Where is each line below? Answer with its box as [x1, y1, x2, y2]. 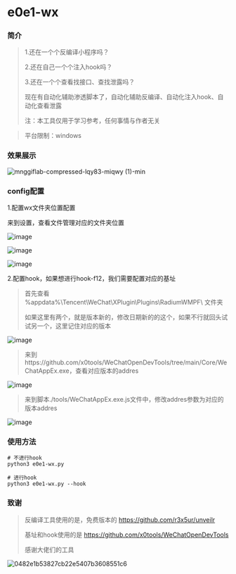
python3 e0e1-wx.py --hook [7, 480, 86, 487]
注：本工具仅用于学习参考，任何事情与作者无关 [24, 117, 160, 125]
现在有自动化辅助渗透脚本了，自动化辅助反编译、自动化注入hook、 [24, 93, 218, 101]
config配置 [7, 186, 44, 196]
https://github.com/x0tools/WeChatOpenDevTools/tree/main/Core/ [24, 358, 218, 366]
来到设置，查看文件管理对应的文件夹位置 [7, 219, 124, 227]
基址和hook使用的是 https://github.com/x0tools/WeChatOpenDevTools [24, 530, 229, 539]
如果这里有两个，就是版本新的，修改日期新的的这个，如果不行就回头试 [24, 313, 228, 321]
